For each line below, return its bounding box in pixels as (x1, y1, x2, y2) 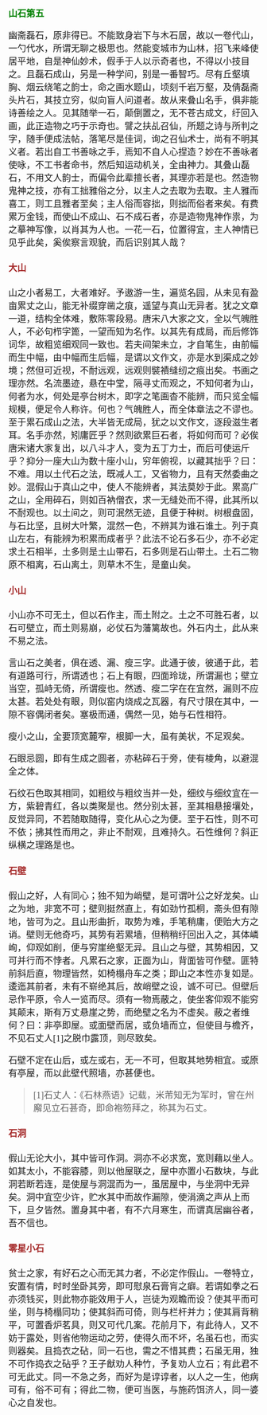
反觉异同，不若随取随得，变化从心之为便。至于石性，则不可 (8, 814, 259, 825)
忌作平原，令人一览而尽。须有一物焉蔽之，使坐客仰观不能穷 (8, 994, 259, 1005)
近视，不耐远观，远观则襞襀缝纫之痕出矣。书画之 (52, 366, 259, 377)
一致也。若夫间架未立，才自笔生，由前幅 (88, 339, 259, 351)
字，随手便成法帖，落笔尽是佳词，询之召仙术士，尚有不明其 (8, 134, 259, 145)
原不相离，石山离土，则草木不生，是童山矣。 (8, 559, 196, 570)
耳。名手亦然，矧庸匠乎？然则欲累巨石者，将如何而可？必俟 (8, 430, 259, 441)
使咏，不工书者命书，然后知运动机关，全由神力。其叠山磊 (8, 160, 250, 171)
